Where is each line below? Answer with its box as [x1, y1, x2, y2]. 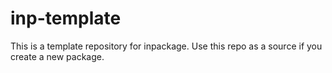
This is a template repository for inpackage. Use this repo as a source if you [10, 40, 323, 52]
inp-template [10, 7, 122, 30]
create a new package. [10, 50, 105, 62]
